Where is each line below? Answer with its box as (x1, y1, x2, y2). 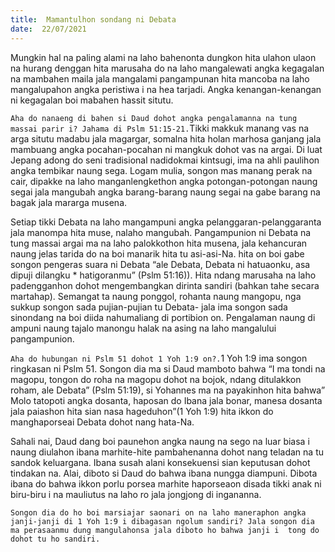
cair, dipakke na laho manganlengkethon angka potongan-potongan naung (10, 175, 318, 187)
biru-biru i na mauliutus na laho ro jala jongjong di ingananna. (10, 488, 262, 500)
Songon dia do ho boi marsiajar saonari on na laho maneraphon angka (10, 507, 307, 518)
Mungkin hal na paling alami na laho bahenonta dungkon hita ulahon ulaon (10, 51, 317, 63)
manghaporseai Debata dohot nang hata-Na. (10, 416, 195, 428)
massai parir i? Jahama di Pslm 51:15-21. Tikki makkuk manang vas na (10, 122, 310, 134)
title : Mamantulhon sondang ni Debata (10, 14, 177, 25)
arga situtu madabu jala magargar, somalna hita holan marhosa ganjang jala (10, 132, 322, 145)
